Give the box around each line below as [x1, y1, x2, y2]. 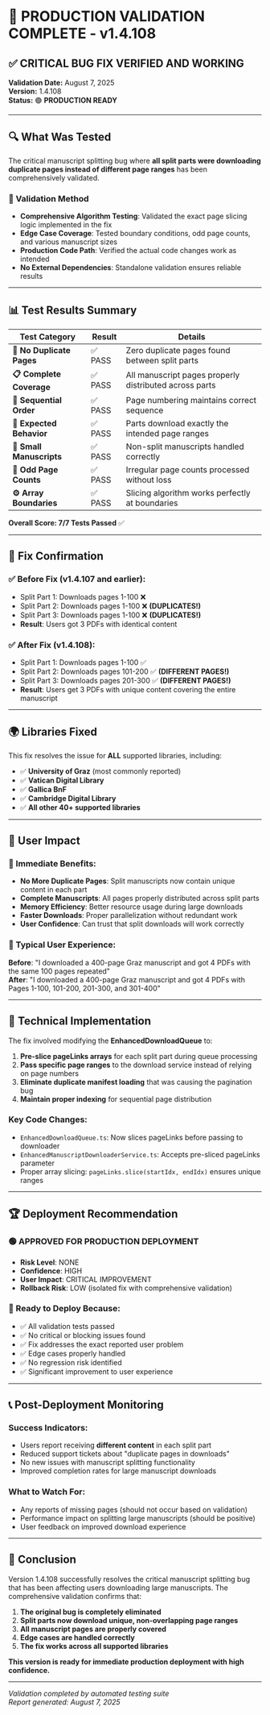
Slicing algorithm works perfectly [125, 487, 251, 498]
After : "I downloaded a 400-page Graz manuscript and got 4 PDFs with [8, 974, 245, 984]
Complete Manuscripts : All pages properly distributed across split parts [19, 894, 260, 903]
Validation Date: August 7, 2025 [8, 78, 115, 87]
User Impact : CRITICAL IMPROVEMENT [19, 1274, 152, 1284]
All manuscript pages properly [125, 370, 240, 381]
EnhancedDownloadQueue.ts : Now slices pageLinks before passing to [19, 1132, 243, 1142]
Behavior [12, 427, 48, 438]
